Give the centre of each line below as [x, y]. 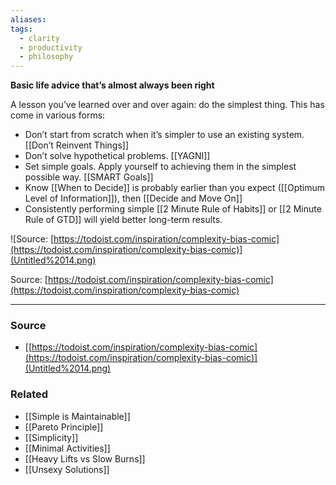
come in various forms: [58, 115]
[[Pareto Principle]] [64, 427]
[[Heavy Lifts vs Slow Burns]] [85, 458]
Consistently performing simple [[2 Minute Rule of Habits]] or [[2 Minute [173, 209]
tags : [21, 29]
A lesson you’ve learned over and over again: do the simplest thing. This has [167, 105]
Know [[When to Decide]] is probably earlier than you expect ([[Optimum [175, 188]
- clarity [39, 38]
